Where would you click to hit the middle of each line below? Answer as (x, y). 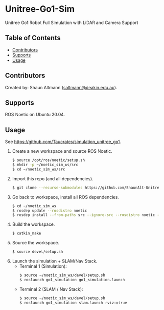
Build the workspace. (34, 224)
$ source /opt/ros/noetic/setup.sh (48, 160)
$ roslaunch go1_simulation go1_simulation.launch (72, 280)
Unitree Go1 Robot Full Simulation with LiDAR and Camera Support (72, 23)
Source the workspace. (36, 243)
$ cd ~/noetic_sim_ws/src (38, 169)
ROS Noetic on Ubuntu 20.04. (35, 115)
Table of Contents (33, 38)
